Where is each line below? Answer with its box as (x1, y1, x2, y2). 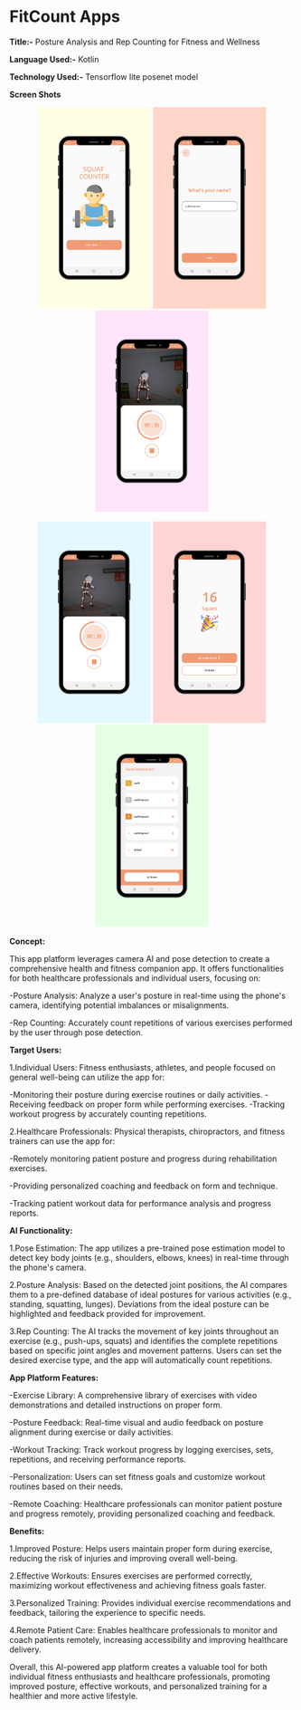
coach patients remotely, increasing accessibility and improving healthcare (9, 1634, 288, 1645)
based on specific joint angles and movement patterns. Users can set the (9, 1345, 282, 1356)
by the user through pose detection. (9, 1026, 143, 1038)
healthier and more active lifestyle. (9, 1690, 138, 1701)
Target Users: (9, 1044, 62, 1055)
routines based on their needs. (9, 1481, 124, 1492)
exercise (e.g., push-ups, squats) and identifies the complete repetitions (9, 1335, 278, 1346)
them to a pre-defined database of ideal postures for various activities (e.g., (9, 1289, 292, 1300)
